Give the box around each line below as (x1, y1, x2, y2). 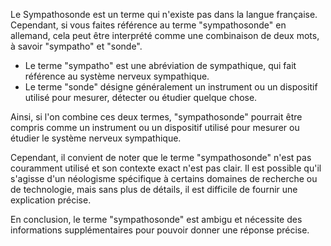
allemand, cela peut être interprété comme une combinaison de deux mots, (10, 30, 320, 41)
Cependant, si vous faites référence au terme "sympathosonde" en (10, 19, 287, 31)
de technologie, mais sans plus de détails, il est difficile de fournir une (10, 184, 298, 195)
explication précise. (10, 194, 92, 206)
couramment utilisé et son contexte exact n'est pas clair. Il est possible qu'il (10, 162, 322, 174)
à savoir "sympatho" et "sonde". (10, 40, 143, 52)
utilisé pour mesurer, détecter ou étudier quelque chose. (24, 92, 258, 103)
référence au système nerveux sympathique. (24, 70, 210, 82)
